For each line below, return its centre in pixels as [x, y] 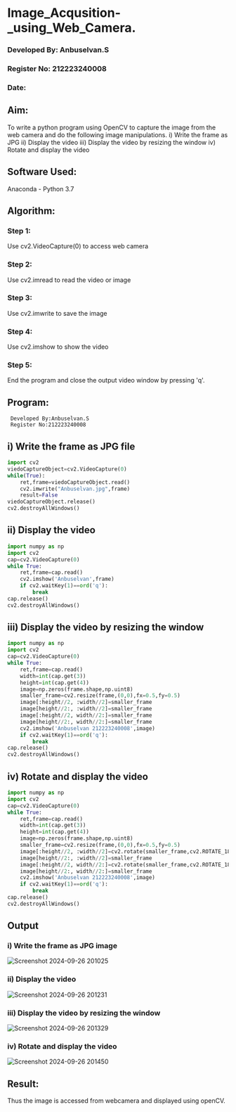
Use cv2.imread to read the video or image [69, 280]
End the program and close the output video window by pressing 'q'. [106, 381]
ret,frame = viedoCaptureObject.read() [75, 482]
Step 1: [19, 231]
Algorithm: [31, 211]
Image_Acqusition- [64, 13]
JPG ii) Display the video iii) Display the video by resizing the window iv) [112, 142]
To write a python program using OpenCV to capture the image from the [112, 127]
